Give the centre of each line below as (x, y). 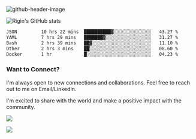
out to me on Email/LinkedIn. (41, 89)
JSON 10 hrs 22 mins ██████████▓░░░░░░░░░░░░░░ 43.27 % (92, 32)
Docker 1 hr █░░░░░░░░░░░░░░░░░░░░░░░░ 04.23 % (92, 54)
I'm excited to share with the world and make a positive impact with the (94, 100)
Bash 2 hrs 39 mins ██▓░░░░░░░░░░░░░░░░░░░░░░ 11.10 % (92, 43)
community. (21, 107)
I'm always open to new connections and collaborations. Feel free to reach (98, 82)
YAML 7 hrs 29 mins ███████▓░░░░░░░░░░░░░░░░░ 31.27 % (92, 37)
